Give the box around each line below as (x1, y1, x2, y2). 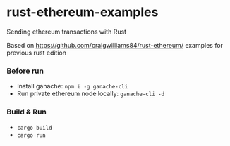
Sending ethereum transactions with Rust (6, 27, 127, 36)
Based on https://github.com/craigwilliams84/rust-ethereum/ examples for (6, 41, 224, 49)
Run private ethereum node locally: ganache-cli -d (16, 89, 165, 98)
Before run (6, 66, 44, 76)
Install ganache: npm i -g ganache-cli (16, 82, 128, 91)
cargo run (16, 131, 47, 139)
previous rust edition (6, 48, 66, 57)
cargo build (16, 124, 52, 131)
